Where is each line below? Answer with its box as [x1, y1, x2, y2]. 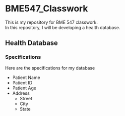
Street [19, 95, 33, 101]
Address [12, 90, 30, 96]
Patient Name [12, 75, 41, 80]
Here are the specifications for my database [5, 65, 95, 71]
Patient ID [12, 79, 33, 85]
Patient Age [12, 85, 36, 91]
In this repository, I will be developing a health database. [5, 24, 121, 30]
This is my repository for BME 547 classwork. [5, 19, 98, 25]
